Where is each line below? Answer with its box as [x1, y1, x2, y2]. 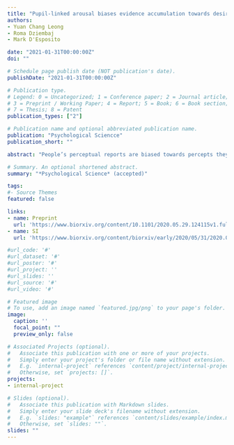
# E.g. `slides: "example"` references [7, 414, 130, 421]
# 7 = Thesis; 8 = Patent [7, 106, 82, 114]
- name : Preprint [7, 214, 58, 222]
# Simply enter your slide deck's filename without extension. [7, 407, 201, 415]
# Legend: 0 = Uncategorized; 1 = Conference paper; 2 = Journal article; [7, 93, 229, 100]
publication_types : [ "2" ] [7, 113, 82, 120]
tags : [7, 183, 23, 190]
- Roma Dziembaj [7, 29, 54, 37]
